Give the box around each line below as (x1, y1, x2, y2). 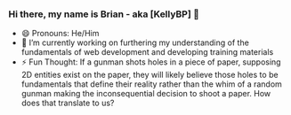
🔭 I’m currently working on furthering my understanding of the (20, 37, 250, 48)
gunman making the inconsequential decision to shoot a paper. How (20, 88, 271, 99)
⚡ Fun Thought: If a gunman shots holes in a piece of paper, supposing (20, 57, 281, 67)
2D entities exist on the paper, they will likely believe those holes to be (20, 70, 279, 80)
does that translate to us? (20, 97, 115, 109)
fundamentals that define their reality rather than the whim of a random (20, 79, 282, 89)
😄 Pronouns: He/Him (20, 28, 100, 39)
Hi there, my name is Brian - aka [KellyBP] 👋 (8, 8, 199, 20)
